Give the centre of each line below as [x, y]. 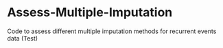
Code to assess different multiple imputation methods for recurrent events [112, 31]
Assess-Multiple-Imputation [90, 13]
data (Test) [23, 38]
